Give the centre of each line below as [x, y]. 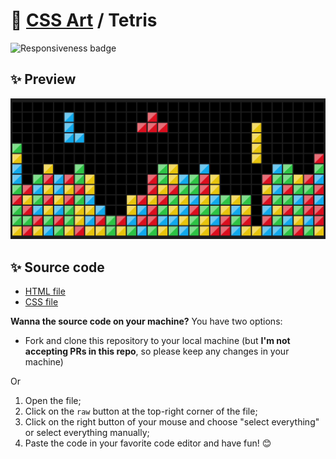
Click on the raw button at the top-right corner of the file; [141, 411]
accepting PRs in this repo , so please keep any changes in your [157, 351]
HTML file [45, 291]
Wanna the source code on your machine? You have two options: [146, 321]
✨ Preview [43, 79]
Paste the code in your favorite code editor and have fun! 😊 [148, 443]
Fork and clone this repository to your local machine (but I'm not [157, 340]
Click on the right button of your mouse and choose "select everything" [172, 421]
